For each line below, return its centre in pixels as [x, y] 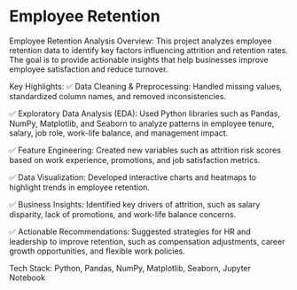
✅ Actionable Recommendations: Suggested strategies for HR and [130, 231]
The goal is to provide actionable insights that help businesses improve [139, 59]
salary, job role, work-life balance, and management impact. [119, 133]
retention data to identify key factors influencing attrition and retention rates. [148, 50]
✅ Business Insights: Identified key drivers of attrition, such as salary [135, 204]
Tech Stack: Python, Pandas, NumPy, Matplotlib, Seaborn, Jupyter [130, 268]
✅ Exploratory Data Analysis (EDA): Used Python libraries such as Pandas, [145, 114]
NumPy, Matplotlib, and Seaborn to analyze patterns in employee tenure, [142, 123]
